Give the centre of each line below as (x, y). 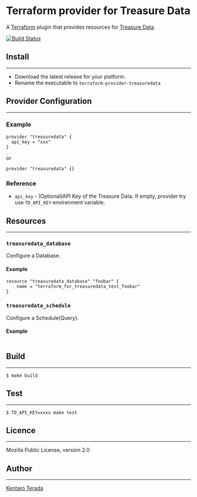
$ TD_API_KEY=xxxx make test (42, 413)
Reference (21, 183)
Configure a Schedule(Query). (43, 317)
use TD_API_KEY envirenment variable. (60, 202)
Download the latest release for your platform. (70, 76)
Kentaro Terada (25, 488)
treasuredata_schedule (38, 306)
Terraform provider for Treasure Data (98, 11)
